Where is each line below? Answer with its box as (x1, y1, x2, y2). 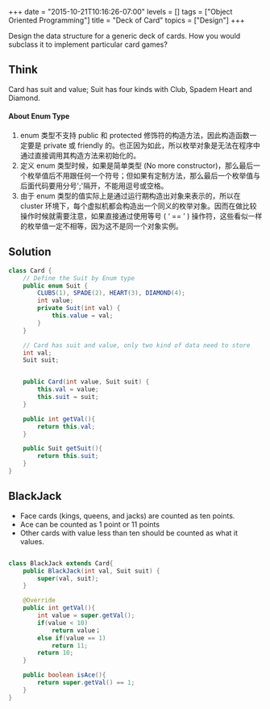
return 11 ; (51, 641, 89, 649)
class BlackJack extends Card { (8, 559, 114, 568)
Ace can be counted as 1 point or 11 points (19, 519, 160, 529)
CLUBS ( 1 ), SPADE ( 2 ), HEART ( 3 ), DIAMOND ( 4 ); (37, 289, 185, 297)
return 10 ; (37, 649, 74, 657)
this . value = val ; (51, 312, 114, 320)
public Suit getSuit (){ (23, 444, 103, 453)
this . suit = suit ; (37, 393, 99, 401)
